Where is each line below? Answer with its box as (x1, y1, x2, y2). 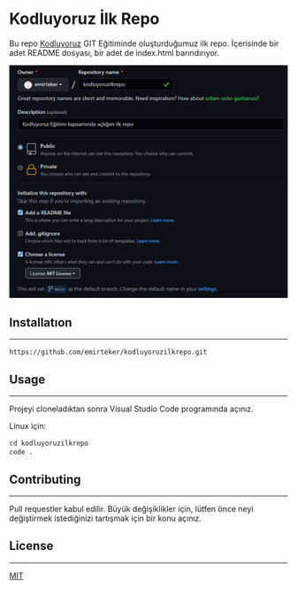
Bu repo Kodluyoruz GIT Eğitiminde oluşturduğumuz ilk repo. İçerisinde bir (9, 38, 279, 49)
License (9, 539, 54, 554)
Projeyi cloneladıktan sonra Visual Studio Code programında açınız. (9, 403, 254, 415)
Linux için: (9, 421, 47, 432)
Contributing (9, 471, 81, 486)
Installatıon (9, 315, 72, 330)
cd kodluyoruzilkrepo (9, 439, 89, 448)
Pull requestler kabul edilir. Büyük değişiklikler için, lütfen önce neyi (9, 503, 254, 514)
